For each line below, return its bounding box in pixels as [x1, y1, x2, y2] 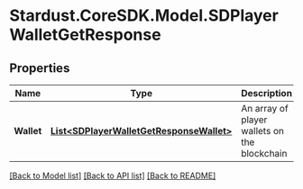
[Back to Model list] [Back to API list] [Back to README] [9, 170, 216, 181]
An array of [240, 103, 289, 114]
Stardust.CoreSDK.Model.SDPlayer [9, 5, 280, 26]
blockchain [240, 148, 288, 159]
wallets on [240, 125, 284, 137]
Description [240, 87, 293, 99]
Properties [9, 60, 70, 76]
